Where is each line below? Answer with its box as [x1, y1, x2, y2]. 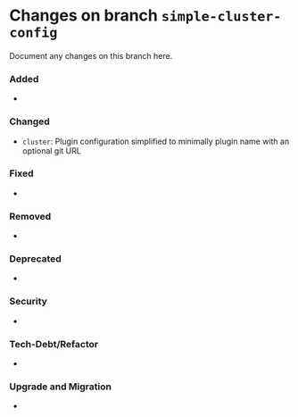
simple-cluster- [161, 8, 282, 25]
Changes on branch [9, 5, 159, 26]
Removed [9, 210, 52, 222]
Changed [9, 115, 51, 128]
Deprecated [9, 253, 62, 265]
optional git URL [21, 145, 82, 156]
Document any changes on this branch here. [9, 50, 173, 61]
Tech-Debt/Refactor [9, 338, 99, 350]
